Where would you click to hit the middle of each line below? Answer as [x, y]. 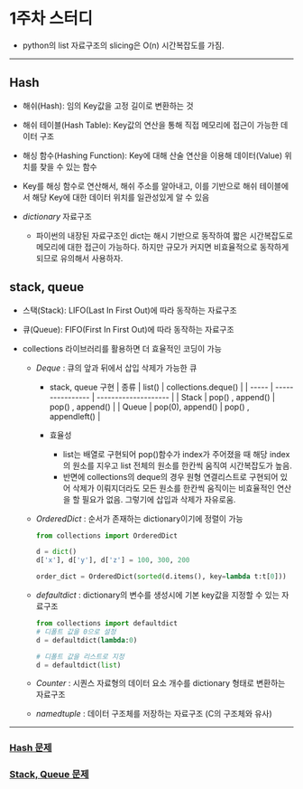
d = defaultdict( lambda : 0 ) [87, 640]
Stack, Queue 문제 [49, 775]
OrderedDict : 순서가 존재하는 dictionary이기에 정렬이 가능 [139, 518]
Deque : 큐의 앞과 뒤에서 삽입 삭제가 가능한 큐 [116, 368]
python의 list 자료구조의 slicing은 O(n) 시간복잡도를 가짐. [123, 45]
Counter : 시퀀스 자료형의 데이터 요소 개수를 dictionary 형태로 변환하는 [161, 683]
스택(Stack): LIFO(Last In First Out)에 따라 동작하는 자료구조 [129, 310]
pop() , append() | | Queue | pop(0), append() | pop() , [149, 407]
